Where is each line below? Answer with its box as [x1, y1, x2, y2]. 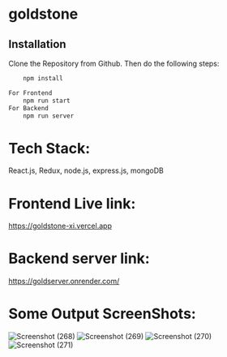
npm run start [23, 97, 71, 105]
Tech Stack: [8, 139, 91, 157]
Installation [8, 37, 66, 51]
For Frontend [8, 88, 53, 97]
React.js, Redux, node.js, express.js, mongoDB [8, 166, 164, 175]
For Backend [8, 104, 49, 112]
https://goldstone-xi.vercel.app [8, 221, 112, 231]
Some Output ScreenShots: [8, 305, 196, 323]
